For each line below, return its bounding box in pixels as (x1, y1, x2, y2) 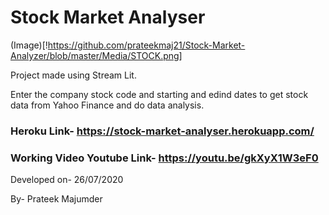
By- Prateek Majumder (10, 193, 103, 205)
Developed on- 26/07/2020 (10, 174, 124, 186)
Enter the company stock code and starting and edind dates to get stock (10, 88, 309, 100)
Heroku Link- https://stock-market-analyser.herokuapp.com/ (10, 124, 315, 138)
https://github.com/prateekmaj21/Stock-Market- (47, 39, 246, 51)
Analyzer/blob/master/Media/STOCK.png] (10, 49, 183, 61)
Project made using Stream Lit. (10, 69, 137, 81)
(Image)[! (10, 39, 48, 51)
